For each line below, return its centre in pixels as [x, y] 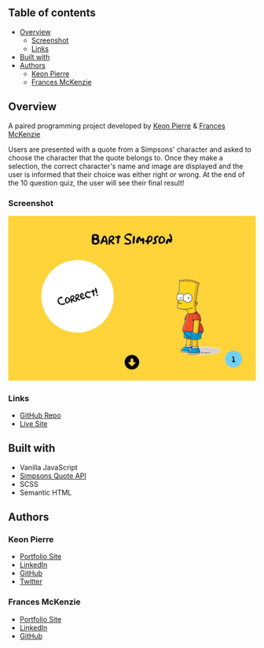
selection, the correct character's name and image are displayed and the [126, 166]
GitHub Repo [40, 415]
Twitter [31, 582]
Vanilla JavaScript [49, 467]
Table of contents [52, 13]
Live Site [33, 423]
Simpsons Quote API [53, 476]
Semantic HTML [46, 492]
